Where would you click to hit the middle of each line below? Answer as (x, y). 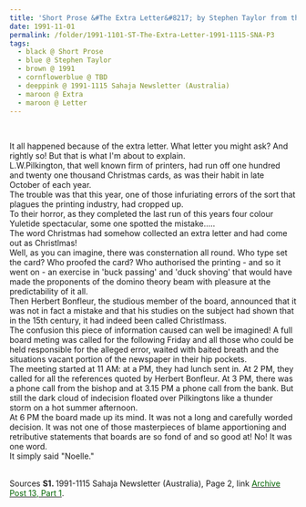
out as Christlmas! (43, 243)
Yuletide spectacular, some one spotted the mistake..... (112, 223)
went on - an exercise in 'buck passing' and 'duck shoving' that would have (151, 272)
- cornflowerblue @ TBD (62, 78)
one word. (29, 447)
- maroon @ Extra (51, 94)
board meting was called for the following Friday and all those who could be (152, 340)
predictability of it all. (49, 292)
